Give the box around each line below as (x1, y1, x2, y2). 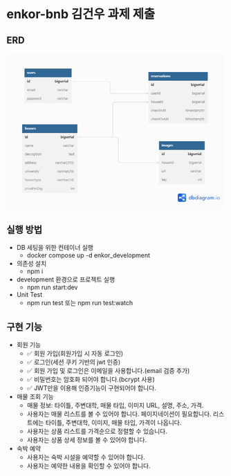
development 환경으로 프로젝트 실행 (16, 275, 115, 284)
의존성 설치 (16, 259, 47, 268)
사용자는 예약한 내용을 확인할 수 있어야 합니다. (26, 461, 151, 470)
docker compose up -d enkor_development (26, 251, 150, 259)
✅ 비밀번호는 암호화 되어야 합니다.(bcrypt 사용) (26, 375, 155, 384)
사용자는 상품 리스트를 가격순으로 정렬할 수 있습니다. (26, 427, 167, 436)
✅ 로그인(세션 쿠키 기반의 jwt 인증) (26, 358, 121, 367)
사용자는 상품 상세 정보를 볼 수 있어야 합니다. (26, 436, 147, 444)
